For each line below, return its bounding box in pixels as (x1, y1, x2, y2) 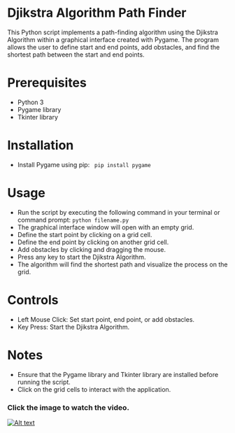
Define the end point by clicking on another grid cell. (17, 238, 169, 246)
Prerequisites (7, 75, 87, 91)
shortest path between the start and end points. (7, 50, 145, 59)
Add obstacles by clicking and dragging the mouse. (17, 245, 166, 253)
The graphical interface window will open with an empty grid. (17, 222, 194, 232)
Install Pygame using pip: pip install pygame (17, 160, 152, 169)
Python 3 (17, 98, 44, 106)
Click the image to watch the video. (7, 402, 129, 412)
